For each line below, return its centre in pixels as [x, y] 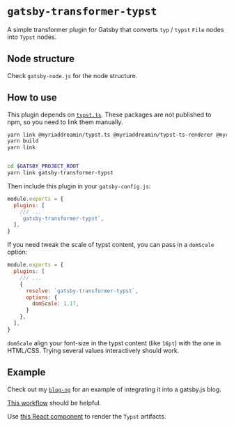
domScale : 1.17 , [56, 304]
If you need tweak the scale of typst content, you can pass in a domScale [111, 245]
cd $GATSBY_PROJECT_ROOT [43, 166]
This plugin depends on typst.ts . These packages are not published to [109, 114]
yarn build [23, 141]
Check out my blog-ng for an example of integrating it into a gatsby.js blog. [114, 389]
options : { [41, 297]
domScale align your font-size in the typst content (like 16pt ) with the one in [114, 343]
